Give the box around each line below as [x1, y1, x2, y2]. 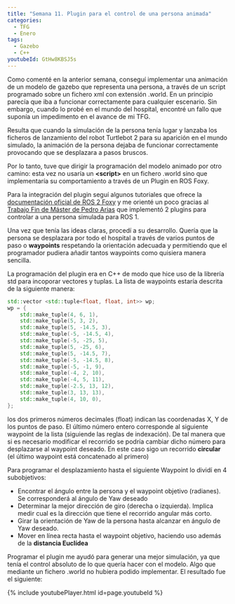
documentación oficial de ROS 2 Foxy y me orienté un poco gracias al [7, 198, 209, 206]
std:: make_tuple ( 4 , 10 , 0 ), [20, 395, 102, 403]
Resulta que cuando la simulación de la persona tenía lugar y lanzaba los [7, 125, 217, 134]
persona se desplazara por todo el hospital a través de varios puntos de [7, 233, 215, 242]
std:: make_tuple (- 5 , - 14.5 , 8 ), [20, 357, 114, 364]
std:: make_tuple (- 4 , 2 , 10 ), [20, 369, 105, 377]
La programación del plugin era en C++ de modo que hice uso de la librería [7, 269, 224, 277]
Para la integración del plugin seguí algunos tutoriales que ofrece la [7, 190, 202, 198]
